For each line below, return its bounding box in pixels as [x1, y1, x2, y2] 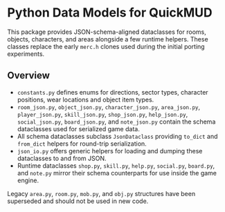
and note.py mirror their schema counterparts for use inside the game [17, 168, 217, 177]
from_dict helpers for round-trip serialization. [17, 139, 147, 148]
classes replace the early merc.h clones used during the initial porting [7, 42, 206, 50]
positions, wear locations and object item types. [17, 95, 154, 104]
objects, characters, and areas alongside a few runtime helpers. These [7, 35, 209, 43]
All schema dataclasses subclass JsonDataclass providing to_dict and [17, 132, 218, 140]
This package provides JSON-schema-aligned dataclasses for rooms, [7, 28, 206, 36]
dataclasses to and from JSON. [17, 154, 107, 162]
